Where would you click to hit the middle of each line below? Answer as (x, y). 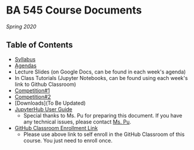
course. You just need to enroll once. (68, 140)
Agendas (26, 65)
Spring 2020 (21, 26)
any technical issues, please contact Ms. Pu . (77, 122)
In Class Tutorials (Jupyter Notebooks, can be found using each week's (101, 78)
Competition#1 (32, 90)
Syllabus (25, 59)
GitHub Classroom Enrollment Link (56, 128)
